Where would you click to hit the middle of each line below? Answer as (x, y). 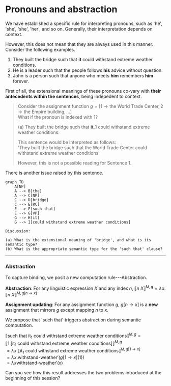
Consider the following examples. (40, 49)
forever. (21, 81)
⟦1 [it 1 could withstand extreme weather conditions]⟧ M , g (64, 343)
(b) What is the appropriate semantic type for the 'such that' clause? (84, 249)
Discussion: (18, 231)
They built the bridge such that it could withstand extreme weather (83, 59)
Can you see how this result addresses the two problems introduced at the (83, 372)
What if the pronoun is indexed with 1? (58, 117)
